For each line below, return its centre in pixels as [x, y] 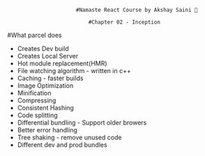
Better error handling [47, 130]
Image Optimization [45, 86]
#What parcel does [35, 35]
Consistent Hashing [46, 108]
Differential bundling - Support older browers [82, 123]
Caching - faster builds [50, 78]
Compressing [37, 100]
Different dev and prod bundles [62, 145]
